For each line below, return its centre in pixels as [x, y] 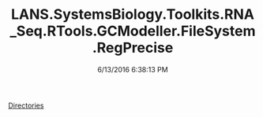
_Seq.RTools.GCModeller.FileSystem [133, 31]
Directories [26, 105]
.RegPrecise [133, 48]
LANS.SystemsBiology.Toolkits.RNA [133, 15]
